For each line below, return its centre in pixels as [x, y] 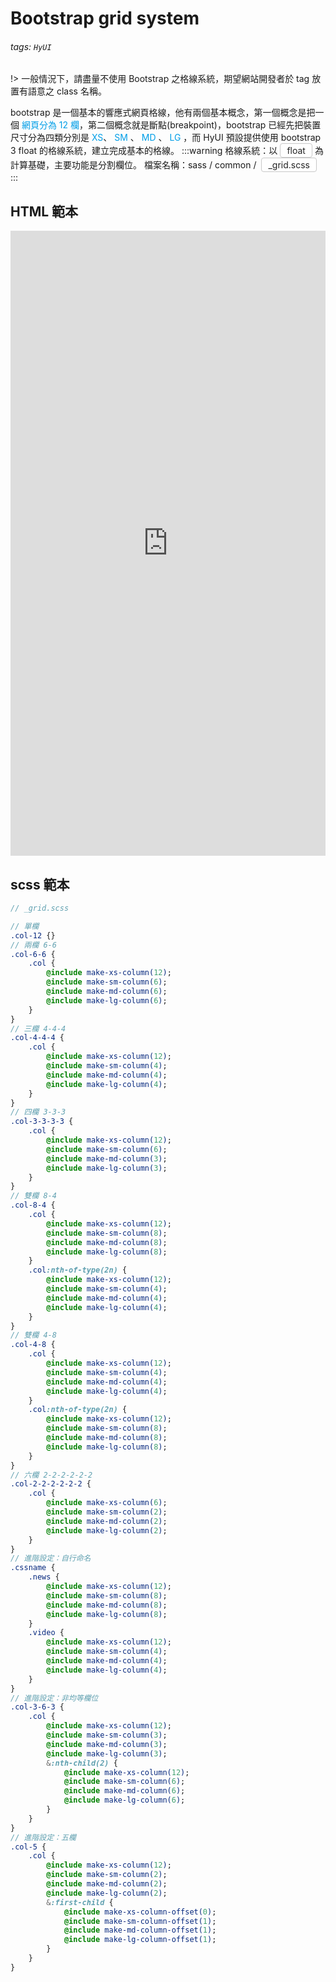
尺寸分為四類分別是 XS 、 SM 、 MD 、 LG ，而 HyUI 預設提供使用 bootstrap [166, 138]
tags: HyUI [31, 46]
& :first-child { [80, 1902]
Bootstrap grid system [105, 18]
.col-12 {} [33, 935]
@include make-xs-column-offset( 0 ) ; [140, 1912]
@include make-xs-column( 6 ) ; [107, 1503]
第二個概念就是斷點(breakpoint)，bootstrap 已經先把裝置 [205, 125]
